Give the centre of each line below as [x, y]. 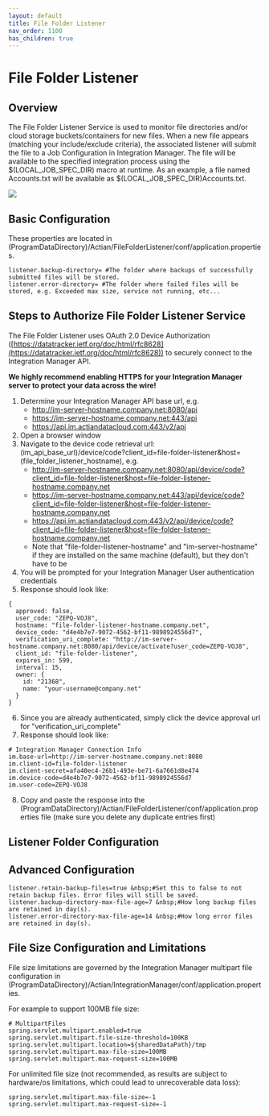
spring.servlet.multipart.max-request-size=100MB [93, 1059]
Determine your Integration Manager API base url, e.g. [109, 400]
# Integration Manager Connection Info [75, 749]
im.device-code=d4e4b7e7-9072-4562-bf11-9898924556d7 [100, 778]
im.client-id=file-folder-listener [68, 763]
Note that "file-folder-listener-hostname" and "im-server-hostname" [145, 546]
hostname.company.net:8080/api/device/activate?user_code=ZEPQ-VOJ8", [129, 646]
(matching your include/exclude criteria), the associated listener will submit [132, 144]
